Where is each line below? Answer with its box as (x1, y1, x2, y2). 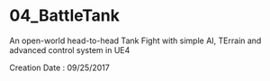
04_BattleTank (9, 5, 120, 26)
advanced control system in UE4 (9, 44, 130, 55)
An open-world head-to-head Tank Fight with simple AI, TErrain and (9, 35, 262, 46)
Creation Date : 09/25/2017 (9, 62, 110, 73)
